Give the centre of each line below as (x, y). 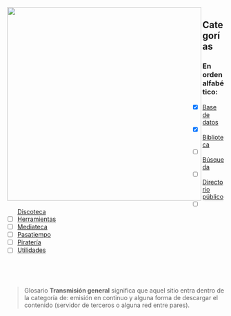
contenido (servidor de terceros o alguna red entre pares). (107, 305)
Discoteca (31, 212)
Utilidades (31, 250)
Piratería (29, 242)
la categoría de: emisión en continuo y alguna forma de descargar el (121, 298)
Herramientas (37, 219)
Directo (213, 182)
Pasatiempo (34, 235)
